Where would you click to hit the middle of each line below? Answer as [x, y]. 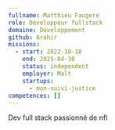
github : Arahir [33, 37]
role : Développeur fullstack [56, 23]
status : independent [56, 67]
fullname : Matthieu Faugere [54, 15]
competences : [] [34, 96]
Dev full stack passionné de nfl [58, 117]
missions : [24, 45]
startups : [38, 81]
